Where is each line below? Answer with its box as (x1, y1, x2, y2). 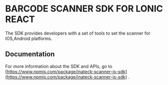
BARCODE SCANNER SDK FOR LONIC (5, 3, 163, 14)
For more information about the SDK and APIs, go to (5, 63, 113, 69)
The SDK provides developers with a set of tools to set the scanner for (5, 30, 150, 36)
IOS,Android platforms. (5, 35, 53, 41)
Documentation (5, 50, 55, 58)
